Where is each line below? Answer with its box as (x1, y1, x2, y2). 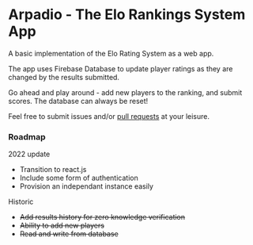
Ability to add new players (19, 220, 105, 231)
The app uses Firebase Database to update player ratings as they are (8, 63, 233, 73)
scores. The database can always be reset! (8, 96, 149, 105)
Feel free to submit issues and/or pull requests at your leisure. (8, 111, 210, 121)
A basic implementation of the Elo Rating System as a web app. (8, 48, 214, 58)
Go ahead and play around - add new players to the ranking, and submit (8, 87, 243, 97)
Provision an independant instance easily (19, 182, 154, 191)
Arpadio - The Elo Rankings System (8, 6, 246, 24)
